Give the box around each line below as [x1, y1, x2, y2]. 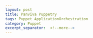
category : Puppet [5, 21, 41, 26]
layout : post [5, 7, 32, 12]
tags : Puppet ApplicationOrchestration [5, 16, 88, 21]
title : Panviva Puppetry [5, 12, 57, 17]
